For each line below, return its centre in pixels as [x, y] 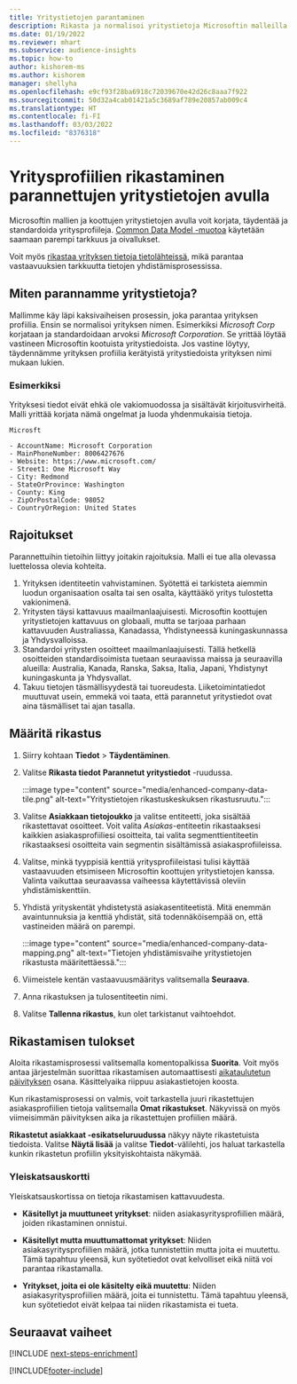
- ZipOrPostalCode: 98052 [57, 500]
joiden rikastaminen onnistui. [74, 1222]
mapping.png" [48, 953]
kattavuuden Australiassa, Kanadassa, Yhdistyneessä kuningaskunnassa [155, 630]
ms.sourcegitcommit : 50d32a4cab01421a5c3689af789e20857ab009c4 [129, 100]
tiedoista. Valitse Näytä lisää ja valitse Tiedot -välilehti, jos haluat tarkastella [147, 1144]
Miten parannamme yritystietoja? [103, 294]
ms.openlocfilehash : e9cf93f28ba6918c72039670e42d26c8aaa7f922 [129, 91]
